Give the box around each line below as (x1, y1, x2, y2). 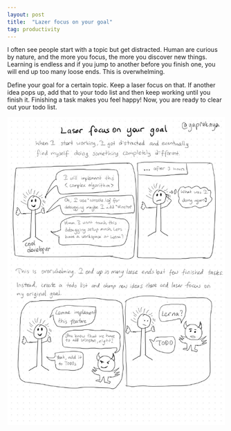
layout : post (7, 11, 45, 18)
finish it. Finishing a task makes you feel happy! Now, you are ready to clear (7, 95, 223, 104)
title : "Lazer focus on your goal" (7, 18, 113, 26)
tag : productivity (7, 26, 60, 33)
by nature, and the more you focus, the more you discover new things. (7, 53, 207, 62)
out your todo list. (7, 103, 57, 111)
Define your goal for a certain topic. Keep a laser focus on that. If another (7, 81, 216, 89)
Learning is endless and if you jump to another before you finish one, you (7, 60, 216, 68)
